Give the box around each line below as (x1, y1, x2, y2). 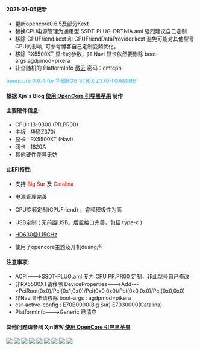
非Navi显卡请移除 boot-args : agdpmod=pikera (14, 294, 131, 302)
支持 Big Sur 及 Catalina (14, 180, 74, 187)
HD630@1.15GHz (14, 231, 58, 238)
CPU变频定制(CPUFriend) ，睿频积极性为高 (14, 206, 122, 213)
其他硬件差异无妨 (14, 151, 58, 158)
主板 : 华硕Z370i (14, 128, 55, 135)
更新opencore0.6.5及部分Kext (14, 20, 89, 27)
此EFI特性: (6, 166, 32, 173)
